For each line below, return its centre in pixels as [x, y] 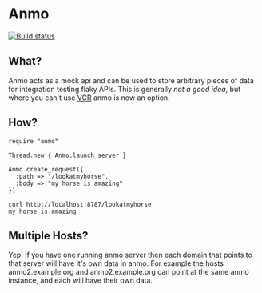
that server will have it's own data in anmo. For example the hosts [116, 263]
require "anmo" [34, 141]
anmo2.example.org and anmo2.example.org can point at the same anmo [129, 272]
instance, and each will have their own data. [81, 280]
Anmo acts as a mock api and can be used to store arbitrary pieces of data [131, 80]
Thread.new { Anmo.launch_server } [67, 155]
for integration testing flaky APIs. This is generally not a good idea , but [125, 89]
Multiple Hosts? [48, 236]
